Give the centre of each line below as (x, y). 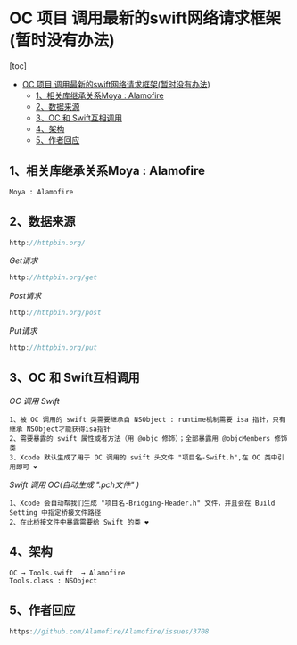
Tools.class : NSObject (54, 581)
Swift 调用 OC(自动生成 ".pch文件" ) (74, 484)
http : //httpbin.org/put (54, 348)
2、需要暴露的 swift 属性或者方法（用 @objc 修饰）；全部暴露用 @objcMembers (140, 438)
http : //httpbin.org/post (55, 313)
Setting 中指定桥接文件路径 (55, 513)
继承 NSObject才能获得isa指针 (60, 429)
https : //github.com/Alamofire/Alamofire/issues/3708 (109, 631)
